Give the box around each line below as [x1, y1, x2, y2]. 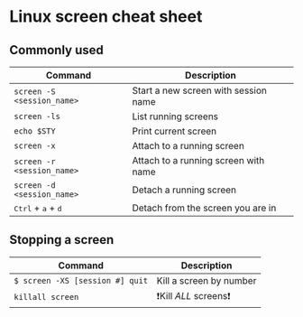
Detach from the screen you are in [132, 201, 277, 214]
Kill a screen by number [156, 274, 257, 286]
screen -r [14, 156, 56, 166]
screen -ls [14, 111, 60, 121]
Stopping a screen [9, 232, 115, 247]
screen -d [14, 181, 56, 191]
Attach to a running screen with [132, 154, 265, 166]
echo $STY [14, 126, 56, 136]
